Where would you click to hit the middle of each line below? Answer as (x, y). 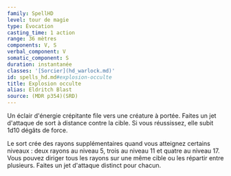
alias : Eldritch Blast (40, 90)
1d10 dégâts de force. (37, 130)
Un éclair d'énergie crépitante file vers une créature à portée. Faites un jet (112, 116)
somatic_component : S (38, 58)
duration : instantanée (40, 64)
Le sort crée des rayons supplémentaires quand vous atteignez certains (109, 143)
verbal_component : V (37, 52)
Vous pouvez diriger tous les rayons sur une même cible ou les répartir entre (115, 158)
